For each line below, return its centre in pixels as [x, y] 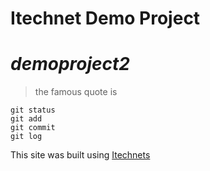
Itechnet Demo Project [105, 18]
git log [26, 137]
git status [33, 110]
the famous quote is [76, 92]
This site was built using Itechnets [80, 155]
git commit [33, 128]
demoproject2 [70, 64]
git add [26, 119]
